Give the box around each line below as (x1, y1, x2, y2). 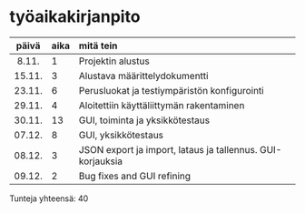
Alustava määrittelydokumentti (78, 69, 209, 82)
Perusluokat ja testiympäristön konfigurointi (78, 84, 265, 96)
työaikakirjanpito (9, 6, 141, 27)
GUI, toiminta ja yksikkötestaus (78, 114, 211, 127)
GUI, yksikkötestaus (78, 128, 164, 141)
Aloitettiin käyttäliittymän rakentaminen (78, 98, 245, 111)
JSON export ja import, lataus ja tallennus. (78, 143, 258, 156)
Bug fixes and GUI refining (78, 169, 192, 182)
